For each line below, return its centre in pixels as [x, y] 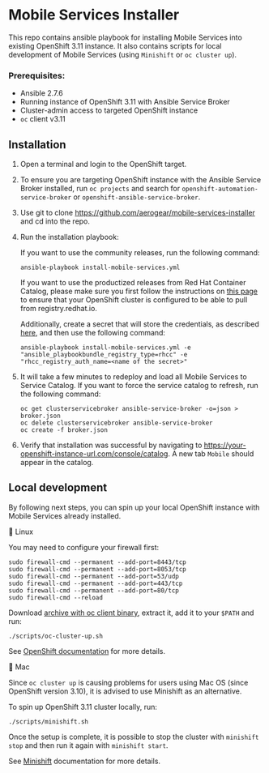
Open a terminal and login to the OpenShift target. [103, 164]
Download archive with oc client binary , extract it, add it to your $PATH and [131, 613]
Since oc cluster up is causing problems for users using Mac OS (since [128, 682]
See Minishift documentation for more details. [84, 761]
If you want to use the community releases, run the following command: [140, 253]
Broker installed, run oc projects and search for [100, 189]
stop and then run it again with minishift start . [88, 745]
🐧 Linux [21, 532]
